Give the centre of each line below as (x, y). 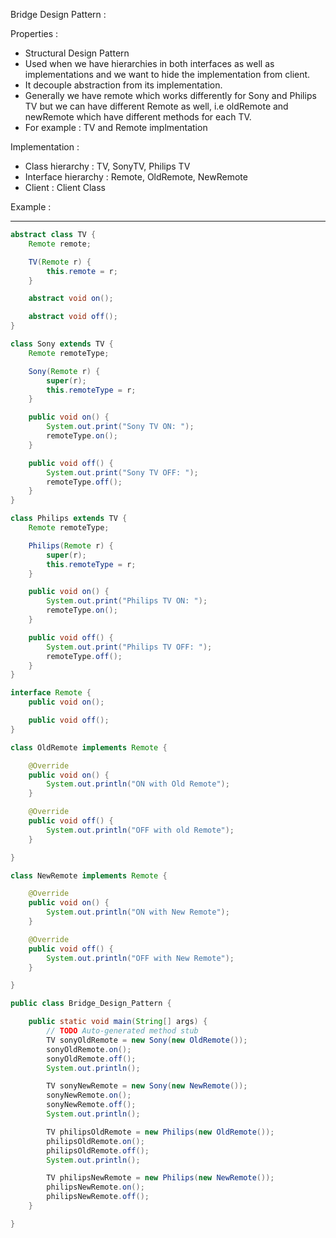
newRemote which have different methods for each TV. (138, 117)
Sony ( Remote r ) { (64, 371)
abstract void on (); (71, 299)
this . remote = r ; (82, 271)
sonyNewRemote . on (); (89, 1095)
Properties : (34, 33)
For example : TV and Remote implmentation (116, 127)
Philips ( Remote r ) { (71, 545)
